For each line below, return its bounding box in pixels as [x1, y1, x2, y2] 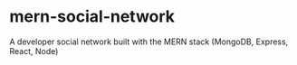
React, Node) [9, 45, 59, 56]
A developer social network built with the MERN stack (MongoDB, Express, [9, 36, 289, 47]
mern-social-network [9, 6, 175, 27]
